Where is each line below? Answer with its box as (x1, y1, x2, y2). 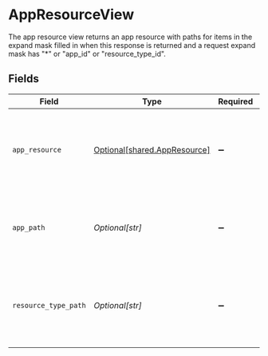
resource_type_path (12, 301, 86, 310)
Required (218, 96, 254, 107)
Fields (8, 72, 40, 85)
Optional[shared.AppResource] (93, 144, 211, 155)
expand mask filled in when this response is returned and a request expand (8, 40, 256, 49)
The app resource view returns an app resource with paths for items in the (8, 32, 253, 42)
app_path (12, 223, 45, 232)
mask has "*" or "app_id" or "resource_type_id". (8, 49, 166, 58)
